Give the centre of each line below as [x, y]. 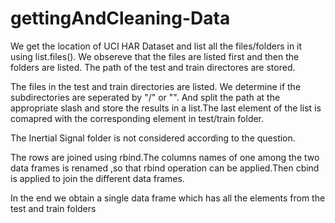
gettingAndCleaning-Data [120, 18]
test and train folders [53, 208]
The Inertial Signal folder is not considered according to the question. [153, 138]
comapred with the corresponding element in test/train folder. [137, 118]
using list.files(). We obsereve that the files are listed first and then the [155, 56]
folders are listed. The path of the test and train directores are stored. [153, 67]
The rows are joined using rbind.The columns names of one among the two [165, 157]
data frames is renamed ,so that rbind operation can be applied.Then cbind [165, 168]
